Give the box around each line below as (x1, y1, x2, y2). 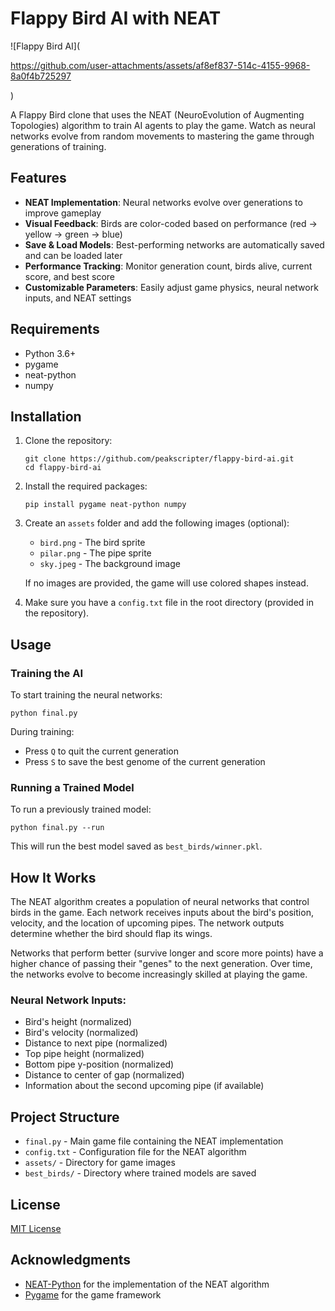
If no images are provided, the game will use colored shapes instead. (24, 577, 309, 589)
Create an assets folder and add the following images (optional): (24, 517, 290, 529)
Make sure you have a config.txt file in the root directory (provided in (24, 597, 315, 609)
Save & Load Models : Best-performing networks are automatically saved (24, 238, 325, 251)
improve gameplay (24, 207, 102, 219)
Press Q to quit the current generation (24, 745, 179, 757)
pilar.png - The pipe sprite (39, 547, 152, 559)
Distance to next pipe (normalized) (24, 1037, 168, 1049)
